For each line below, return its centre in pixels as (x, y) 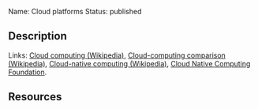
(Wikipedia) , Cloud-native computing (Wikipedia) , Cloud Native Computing (129, 63)
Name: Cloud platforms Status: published (75, 11)
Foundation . (28, 72)
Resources (35, 97)
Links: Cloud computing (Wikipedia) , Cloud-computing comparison (117, 55)
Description (37, 36)
